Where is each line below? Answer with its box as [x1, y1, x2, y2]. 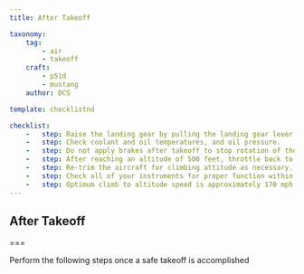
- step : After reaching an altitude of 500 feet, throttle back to [25, 155, 294, 164]
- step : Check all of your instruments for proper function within [25, 171, 294, 181]
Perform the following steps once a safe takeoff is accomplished [9, 255, 250, 266]
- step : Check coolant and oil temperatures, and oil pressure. [25, 137, 281, 147]
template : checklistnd [9, 105, 95, 114]
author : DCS [25, 88, 71, 98]
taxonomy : [9, 29, 47, 39]
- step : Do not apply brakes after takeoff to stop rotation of [25, 146, 281, 156]
